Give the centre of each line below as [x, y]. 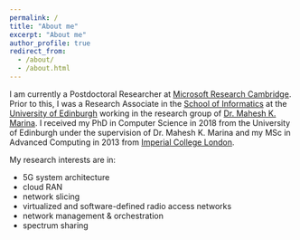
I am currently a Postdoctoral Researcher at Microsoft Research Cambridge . [150, 94]
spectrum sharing [55, 225]
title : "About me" [44, 26]
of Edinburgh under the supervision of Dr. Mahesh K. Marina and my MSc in [150, 132]
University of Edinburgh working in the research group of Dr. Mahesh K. [143, 113]
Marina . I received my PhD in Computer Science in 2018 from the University [150, 122]
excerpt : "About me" [48, 34]
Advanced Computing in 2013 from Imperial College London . [122, 142]
